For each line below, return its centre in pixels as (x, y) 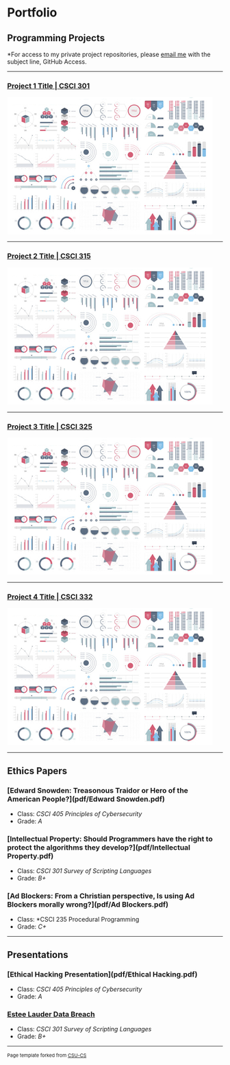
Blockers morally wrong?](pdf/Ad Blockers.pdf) (88, 905)
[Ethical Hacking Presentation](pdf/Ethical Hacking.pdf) (102, 974)
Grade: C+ (31, 926)
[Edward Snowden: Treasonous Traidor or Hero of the (98, 790)
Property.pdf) (30, 856)
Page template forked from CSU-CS (47, 1055)
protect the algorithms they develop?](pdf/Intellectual (99, 847)
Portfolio (32, 13)
